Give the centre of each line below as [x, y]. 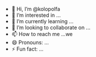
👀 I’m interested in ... [36, 15]
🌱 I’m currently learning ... [42, 21]
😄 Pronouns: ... [30, 42]
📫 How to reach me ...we [42, 34]
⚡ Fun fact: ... [27, 49]
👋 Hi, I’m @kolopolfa [36, 9]
